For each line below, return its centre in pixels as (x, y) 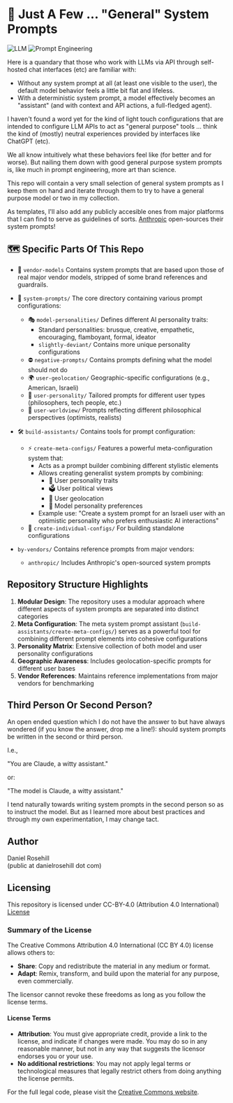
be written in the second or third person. (65, 736)
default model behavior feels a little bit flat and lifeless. (96, 90)
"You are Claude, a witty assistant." (58, 764)
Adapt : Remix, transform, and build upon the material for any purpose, (118, 974)
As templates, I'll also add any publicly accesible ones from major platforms (116, 211)
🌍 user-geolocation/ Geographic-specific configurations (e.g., (119, 378)
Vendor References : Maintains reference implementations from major (118, 676)
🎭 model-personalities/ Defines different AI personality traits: (118, 319)
